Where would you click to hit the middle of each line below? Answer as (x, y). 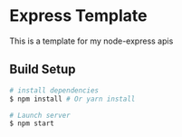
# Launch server (40, 115)
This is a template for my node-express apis (91, 41)
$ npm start (32, 123)
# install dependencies (54, 90)
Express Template (78, 16)
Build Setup (43, 69)
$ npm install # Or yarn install (72, 99)
